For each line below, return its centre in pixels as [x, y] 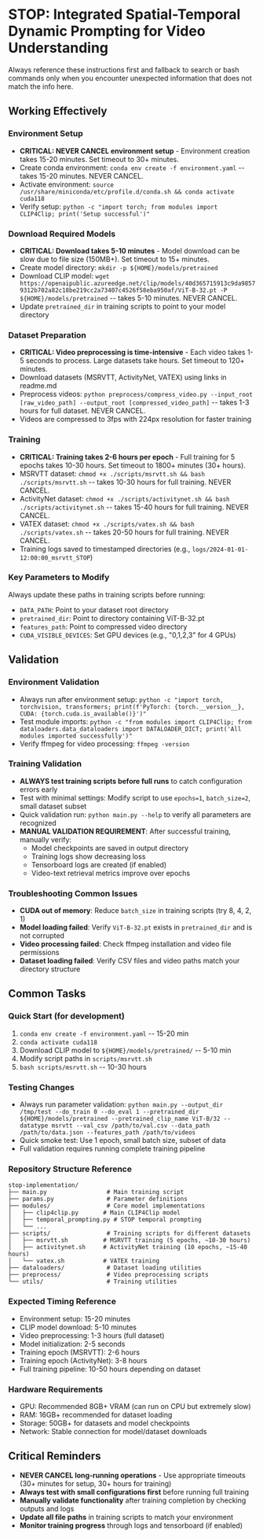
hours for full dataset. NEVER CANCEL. [82, 411]
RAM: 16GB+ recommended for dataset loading [96, 1414]
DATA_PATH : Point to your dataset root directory [94, 610]
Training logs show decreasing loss [88, 856]
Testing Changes [41, 1087]
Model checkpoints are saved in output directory [110, 848]
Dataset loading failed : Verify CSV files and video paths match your [130, 961]
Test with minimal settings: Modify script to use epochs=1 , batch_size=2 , [135, 797]
